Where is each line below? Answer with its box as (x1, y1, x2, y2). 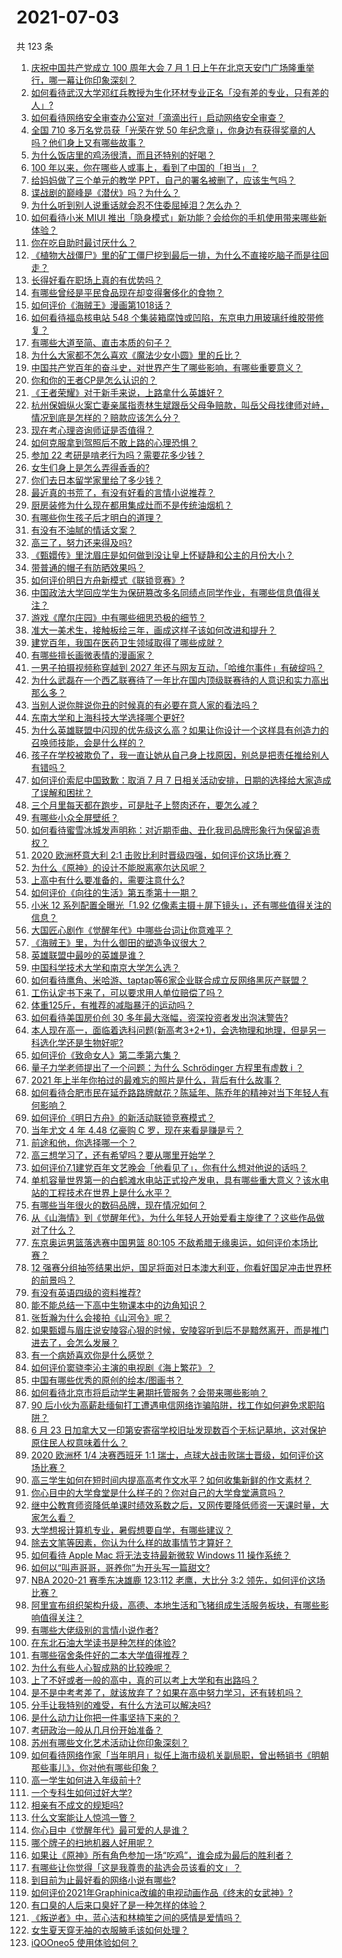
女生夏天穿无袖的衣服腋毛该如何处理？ (30, 1924, 189, 1936)
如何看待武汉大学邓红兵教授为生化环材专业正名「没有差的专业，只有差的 (30, 86, 329, 98)
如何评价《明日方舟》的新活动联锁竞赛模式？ (30, 1111, 216, 1123)
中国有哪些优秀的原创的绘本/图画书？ (30, 1374, 184, 1386)
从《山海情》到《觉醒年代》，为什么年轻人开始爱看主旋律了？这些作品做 (30, 1211, 325, 1223)
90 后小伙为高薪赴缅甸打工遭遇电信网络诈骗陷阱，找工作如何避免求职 (30, 1399, 317, 1411)
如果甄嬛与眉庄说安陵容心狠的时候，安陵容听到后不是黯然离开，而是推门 (30, 1324, 329, 1336)
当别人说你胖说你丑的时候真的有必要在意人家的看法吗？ (30, 699, 259, 711)
